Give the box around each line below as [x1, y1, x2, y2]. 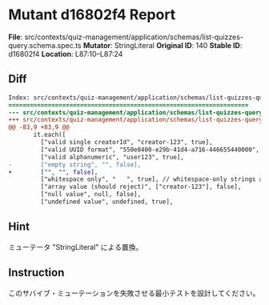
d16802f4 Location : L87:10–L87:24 [8, 49, 123, 58]
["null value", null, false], [40, 191, 142, 199]
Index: [8, 94, 30, 102]
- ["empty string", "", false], [8, 160, 142, 169]
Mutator [82, 40, 111, 50]
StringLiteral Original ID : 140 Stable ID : [114, 40, 243, 50]
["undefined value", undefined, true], [40, 198, 174, 206]
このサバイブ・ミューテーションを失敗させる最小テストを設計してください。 [8, 288, 260, 298]
